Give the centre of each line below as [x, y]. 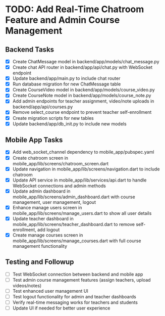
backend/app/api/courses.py [43, 107]
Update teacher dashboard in [43, 218]
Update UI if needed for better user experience [61, 308]
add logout [48, 230]
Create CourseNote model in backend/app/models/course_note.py [82, 96]
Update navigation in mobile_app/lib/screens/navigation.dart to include [86, 169]
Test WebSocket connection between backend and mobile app [78, 274]
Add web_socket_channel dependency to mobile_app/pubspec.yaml [83, 152]
